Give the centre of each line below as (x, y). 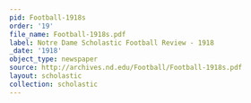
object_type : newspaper (54, 59)
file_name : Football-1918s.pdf (68, 34)
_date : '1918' (36, 51)
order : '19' (31, 26)
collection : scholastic (54, 84)
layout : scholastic (46, 76)
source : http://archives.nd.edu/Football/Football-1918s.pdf (126, 68)
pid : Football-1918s (48, 17)
